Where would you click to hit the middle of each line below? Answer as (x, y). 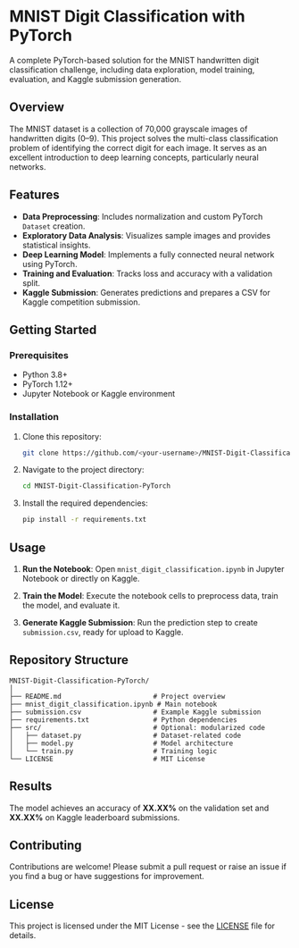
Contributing (46, 845)
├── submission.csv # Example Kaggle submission (135, 712)
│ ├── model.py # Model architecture (121, 743)
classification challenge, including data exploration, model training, (132, 70)
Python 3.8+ (45, 375)
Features (34, 195)
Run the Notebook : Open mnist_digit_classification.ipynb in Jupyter (153, 568)
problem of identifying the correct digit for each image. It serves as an (138, 147)
